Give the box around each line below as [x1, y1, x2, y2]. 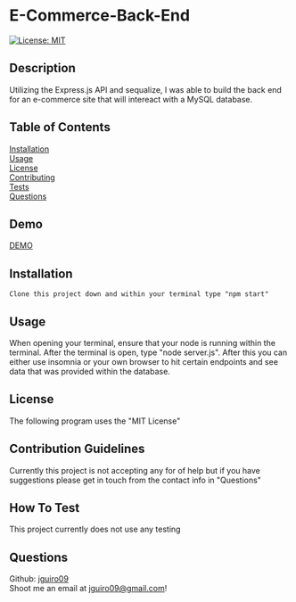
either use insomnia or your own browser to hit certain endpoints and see [9, 357, 279, 367]
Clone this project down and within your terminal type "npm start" [9, 290, 269, 299]
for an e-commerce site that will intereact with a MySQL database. [9, 94, 253, 104]
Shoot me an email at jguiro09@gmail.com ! [9, 583, 168, 594]
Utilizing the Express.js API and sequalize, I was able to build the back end [9, 84, 283, 95]
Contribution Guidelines [9, 441, 145, 457]
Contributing [9, 171, 55, 183]
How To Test [9, 500, 80, 515]
